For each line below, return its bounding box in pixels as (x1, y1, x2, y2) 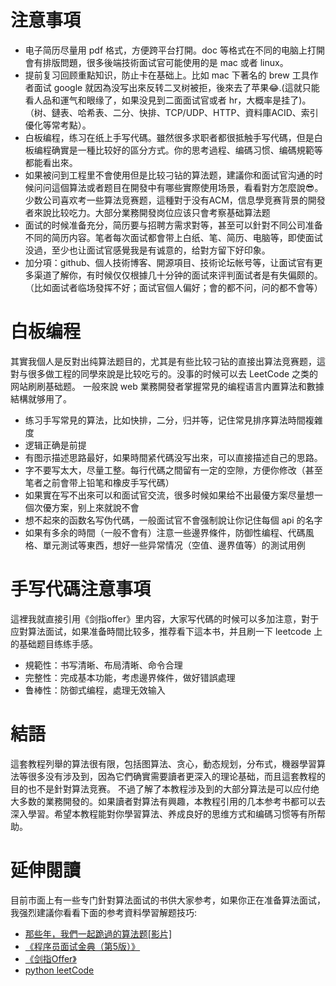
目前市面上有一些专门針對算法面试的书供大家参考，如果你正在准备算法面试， (10, 894, 326, 906)
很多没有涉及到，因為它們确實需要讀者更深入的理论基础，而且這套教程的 (27, 770, 326, 782)
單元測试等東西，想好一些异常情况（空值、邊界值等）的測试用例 (42, 539, 306, 551)
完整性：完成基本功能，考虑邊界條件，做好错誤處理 (24, 671, 236, 683)
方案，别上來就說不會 (51, 501, 140, 513)
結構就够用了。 (10, 392, 72, 405)
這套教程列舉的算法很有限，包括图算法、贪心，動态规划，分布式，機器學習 (10, 757, 317, 770)
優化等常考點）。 (24, 119, 92, 131)
